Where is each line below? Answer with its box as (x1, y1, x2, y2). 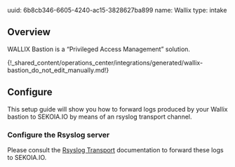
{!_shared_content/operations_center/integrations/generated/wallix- (7, 58, 203, 67)
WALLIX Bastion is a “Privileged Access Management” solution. (7, 45, 191, 53)
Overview (7, 26, 51, 38)
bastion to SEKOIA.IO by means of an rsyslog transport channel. (7, 112, 192, 121)
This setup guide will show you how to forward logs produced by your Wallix (7, 105, 228, 113)
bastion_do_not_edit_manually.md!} (7, 66, 109, 74)
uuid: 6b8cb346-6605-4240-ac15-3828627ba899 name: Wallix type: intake (7, 6, 227, 14)
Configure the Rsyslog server (7, 130, 110, 140)
